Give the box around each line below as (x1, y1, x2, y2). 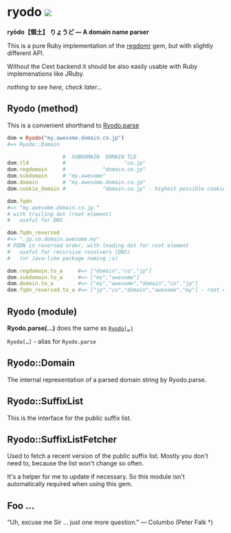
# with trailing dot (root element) (7, 211, 112, 218)
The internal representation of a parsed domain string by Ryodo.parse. (7, 375, 207, 384)
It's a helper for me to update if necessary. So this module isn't (7, 472, 186, 481)
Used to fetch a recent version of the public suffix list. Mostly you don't (7, 452, 208, 460)
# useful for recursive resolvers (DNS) (7, 249, 131, 255)
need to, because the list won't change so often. (7, 459, 144, 468)
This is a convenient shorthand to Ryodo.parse (7, 121, 140, 129)
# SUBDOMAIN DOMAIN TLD (62, 153, 137, 160)
